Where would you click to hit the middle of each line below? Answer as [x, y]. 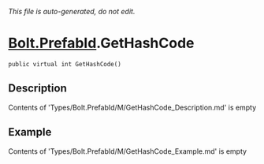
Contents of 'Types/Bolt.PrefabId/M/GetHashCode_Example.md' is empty [127, 151]
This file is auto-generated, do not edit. [72, 11]
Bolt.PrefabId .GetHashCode [101, 43]
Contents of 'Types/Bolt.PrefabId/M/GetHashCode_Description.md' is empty [132, 107]
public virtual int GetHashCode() [65, 64]
